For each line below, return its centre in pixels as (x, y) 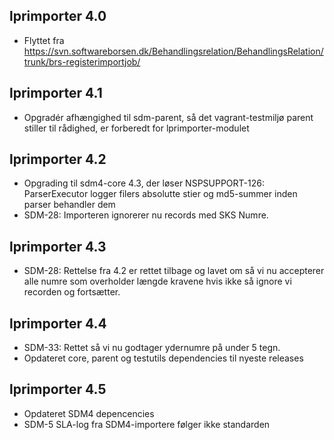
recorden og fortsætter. (72, 292)
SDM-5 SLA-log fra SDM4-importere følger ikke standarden (147, 424)
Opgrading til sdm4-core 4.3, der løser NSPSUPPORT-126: (144, 183)
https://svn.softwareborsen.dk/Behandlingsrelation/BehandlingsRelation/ (173, 51)
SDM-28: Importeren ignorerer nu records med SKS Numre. (146, 215)
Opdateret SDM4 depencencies (89, 413)
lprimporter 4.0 (58, 16)
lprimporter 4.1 (56, 93)
